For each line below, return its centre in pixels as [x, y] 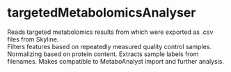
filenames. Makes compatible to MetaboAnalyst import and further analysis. [116, 61]
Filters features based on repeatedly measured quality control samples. [110, 46]
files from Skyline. [33, 39]
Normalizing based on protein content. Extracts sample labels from [103, 54]
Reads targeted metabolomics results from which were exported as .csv [110, 32]
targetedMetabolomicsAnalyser [102, 13]
